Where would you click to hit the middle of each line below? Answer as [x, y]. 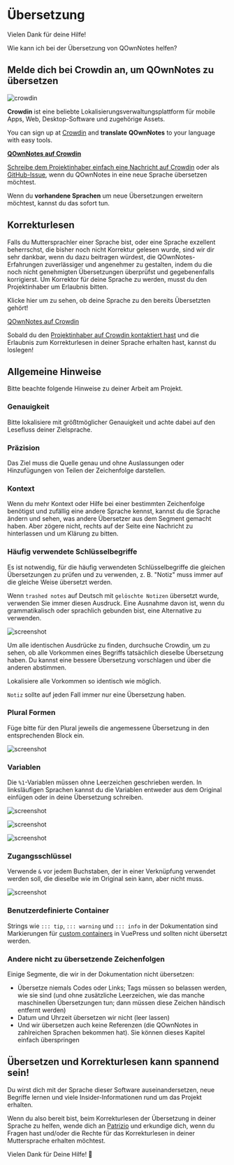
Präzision [24, 447]
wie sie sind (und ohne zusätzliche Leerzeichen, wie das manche [111, 995]
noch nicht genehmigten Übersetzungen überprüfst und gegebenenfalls [111, 272]
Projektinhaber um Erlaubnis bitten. [58, 287]
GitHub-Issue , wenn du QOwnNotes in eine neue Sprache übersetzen [107, 175]
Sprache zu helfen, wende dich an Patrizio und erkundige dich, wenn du [111, 1126]
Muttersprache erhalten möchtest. [57, 1140]
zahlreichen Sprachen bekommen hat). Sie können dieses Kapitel [111, 1033]
